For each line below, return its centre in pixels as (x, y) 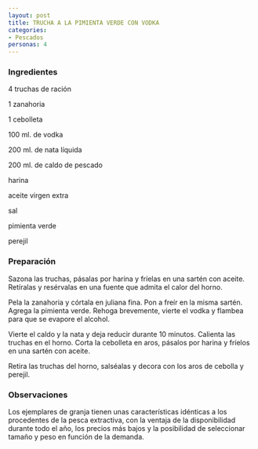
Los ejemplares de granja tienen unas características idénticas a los (118, 412)
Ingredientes (33, 72)
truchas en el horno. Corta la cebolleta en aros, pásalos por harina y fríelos (129, 342)
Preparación (32, 261)
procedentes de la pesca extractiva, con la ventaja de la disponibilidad (122, 420)
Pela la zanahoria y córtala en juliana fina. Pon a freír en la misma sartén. (125, 302)
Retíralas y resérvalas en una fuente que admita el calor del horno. (115, 287)
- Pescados (26, 37)
